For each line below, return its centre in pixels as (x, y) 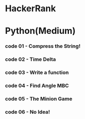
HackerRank (31, 9)
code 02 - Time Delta (31, 59)
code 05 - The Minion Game (39, 98)
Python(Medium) (40, 31)
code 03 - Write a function (37, 72)
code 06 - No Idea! (28, 112)
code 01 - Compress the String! (43, 46)
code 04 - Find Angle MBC (37, 86)
